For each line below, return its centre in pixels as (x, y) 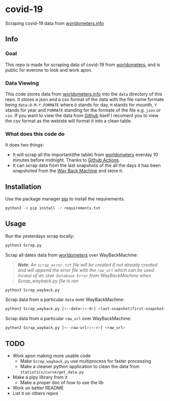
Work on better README (38, 388)
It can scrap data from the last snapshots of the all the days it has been (87, 166)
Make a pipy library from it (40, 377)
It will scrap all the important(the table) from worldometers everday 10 (85, 155)
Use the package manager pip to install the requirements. (65, 199)
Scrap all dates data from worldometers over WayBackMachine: (72, 255)
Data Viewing (22, 83)
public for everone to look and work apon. (49, 70)
